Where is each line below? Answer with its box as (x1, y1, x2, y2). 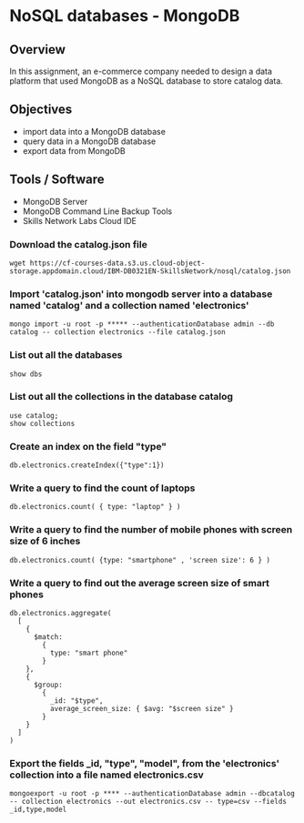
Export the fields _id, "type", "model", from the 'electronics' (9, 757, 280, 769)
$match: (33, 633, 64, 642)
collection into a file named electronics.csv (9, 768, 205, 781)
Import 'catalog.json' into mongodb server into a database (9, 288, 273, 300)
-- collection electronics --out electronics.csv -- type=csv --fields (9, 798, 287, 807)
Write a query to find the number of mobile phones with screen (9, 523, 293, 536)
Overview (9, 42, 66, 57)
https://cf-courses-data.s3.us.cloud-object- (29, 259, 206, 268)
